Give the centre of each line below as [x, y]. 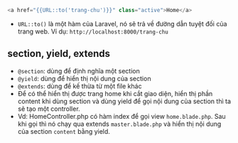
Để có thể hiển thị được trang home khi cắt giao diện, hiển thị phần [115, 93]
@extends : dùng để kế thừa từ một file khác [80, 86]
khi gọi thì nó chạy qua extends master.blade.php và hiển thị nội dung [119, 124]
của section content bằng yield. [64, 131]
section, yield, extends [59, 54]
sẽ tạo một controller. [49, 108]
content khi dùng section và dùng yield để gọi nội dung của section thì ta [124, 101]
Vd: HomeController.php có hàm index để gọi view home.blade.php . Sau [121, 116]
